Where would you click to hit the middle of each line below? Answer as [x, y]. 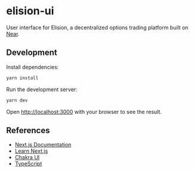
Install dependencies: [33, 67]
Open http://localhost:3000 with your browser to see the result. [84, 112]
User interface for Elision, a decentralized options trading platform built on [97, 27]
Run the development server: [42, 89]
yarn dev [17, 100]
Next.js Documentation [43, 145]
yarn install [22, 78]
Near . [13, 33]
